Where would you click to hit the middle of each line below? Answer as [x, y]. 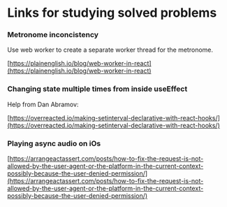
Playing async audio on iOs [54, 143]
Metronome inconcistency [53, 35]
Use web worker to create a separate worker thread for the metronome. [110, 50]
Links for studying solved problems [112, 13]
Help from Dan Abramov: [43, 104]
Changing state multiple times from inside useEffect [97, 89]
